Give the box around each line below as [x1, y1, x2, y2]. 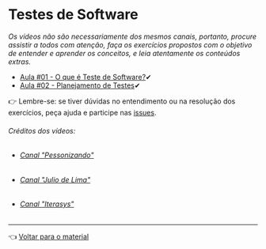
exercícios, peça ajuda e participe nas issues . [8, 108, 157, 117]
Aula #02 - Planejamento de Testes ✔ [19, 81, 141, 90]
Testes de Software [8, 6, 139, 24]
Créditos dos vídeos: [8, 126, 76, 135]
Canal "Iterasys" [19, 199, 74, 209]
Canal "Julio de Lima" [19, 175, 91, 184]
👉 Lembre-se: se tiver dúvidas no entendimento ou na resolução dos [8, 96, 236, 106]
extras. [8, 57, 32, 66]
